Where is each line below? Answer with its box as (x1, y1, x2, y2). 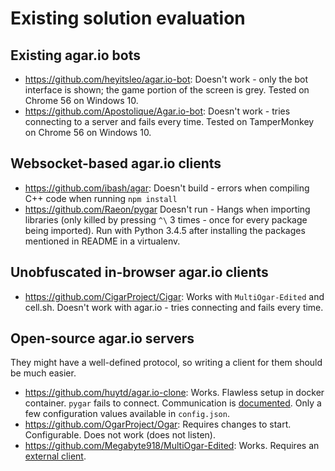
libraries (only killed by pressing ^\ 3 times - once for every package (24, 213, 308, 226)
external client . (24, 450, 87, 462)
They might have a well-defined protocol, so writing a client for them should (10, 357, 323, 369)
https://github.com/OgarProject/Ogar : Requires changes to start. (24, 418, 292, 431)
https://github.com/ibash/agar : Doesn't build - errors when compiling (24, 182, 310, 194)
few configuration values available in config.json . (24, 408, 230, 420)
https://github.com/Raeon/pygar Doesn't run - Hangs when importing (24, 203, 311, 215)
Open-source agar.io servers (10, 330, 195, 347)
